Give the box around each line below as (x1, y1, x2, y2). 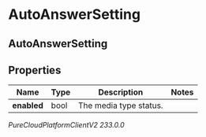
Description (98, 87, 144, 98)
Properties (8, 63, 62, 76)
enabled (12, 100, 43, 111)
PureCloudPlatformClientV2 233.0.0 (8, 120, 125, 130)
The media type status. (77, 100, 163, 111)
